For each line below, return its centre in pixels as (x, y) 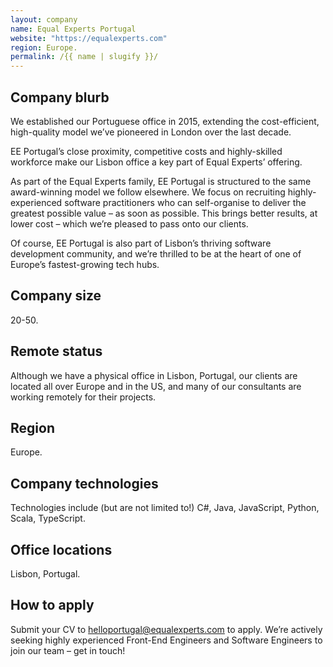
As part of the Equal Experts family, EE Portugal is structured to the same (161, 181)
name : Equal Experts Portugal (73, 29)
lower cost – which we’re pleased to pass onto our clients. (129, 223)
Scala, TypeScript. (48, 518)
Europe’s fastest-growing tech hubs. (85, 264)
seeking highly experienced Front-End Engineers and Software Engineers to (166, 640)
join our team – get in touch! (68, 650)
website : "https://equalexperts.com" (89, 38)
